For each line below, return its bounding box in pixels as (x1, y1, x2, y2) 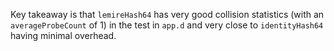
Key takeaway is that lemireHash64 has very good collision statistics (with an (10, 9, 325, 20)
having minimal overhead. (10, 30, 117, 41)
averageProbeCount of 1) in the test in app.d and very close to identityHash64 (10, 19, 324, 31)
